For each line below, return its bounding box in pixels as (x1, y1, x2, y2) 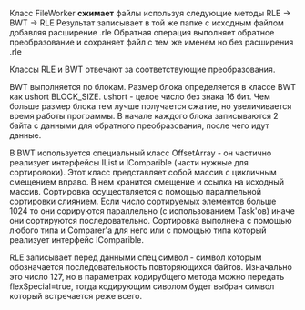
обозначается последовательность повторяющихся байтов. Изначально (9, 262, 293, 272)
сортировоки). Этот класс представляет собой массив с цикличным (9, 167, 278, 177)
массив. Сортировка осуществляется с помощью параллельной (9, 186, 262, 196)
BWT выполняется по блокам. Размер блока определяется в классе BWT (9, 82, 297, 92)
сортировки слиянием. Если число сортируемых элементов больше (9, 195, 277, 206)
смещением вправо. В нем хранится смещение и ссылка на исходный (9, 176, 285, 187)
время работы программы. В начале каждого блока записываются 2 (9, 111, 280, 121)
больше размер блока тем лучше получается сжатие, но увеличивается (9, 101, 292, 112)
